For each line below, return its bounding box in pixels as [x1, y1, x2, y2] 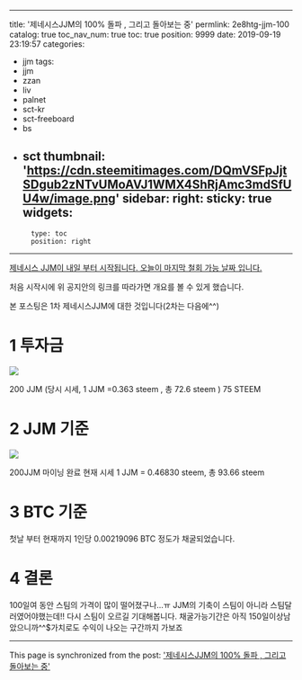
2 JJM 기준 [9, 418, 90, 439]
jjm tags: [22, 56, 55, 67]
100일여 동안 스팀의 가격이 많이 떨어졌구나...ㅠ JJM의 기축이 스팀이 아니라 [9, 599, 269, 610]
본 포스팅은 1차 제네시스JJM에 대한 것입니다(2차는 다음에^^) [9, 300, 220, 311]
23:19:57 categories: [9, 39, 85, 49]
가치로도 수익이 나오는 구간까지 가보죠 [50, 622, 183, 632]
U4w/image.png [22, 191, 116, 207]
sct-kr [22, 104, 45, 114]
